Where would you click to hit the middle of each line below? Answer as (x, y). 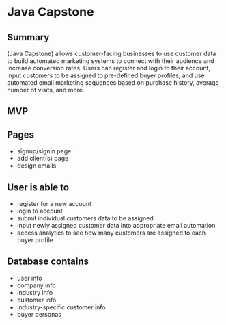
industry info (35, 292)
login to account (40, 211)
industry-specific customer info (61, 307)
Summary (28, 37)
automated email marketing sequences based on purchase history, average (113, 82)
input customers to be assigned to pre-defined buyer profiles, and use (106, 75)
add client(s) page (43, 159)
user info (29, 278)
